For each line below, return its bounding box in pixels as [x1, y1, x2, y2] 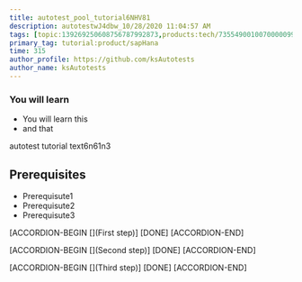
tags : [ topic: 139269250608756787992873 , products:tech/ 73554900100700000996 [9, 30, 299, 39]
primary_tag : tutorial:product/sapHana [9, 38, 159, 48]
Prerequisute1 [22, 190, 74, 201]
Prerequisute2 [22, 200, 75, 211]
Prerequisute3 [22, 209, 75, 221]
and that [22, 123, 54, 134]
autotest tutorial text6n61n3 [9, 141, 111, 151]
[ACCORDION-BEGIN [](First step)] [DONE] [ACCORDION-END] [9, 227, 244, 238]
